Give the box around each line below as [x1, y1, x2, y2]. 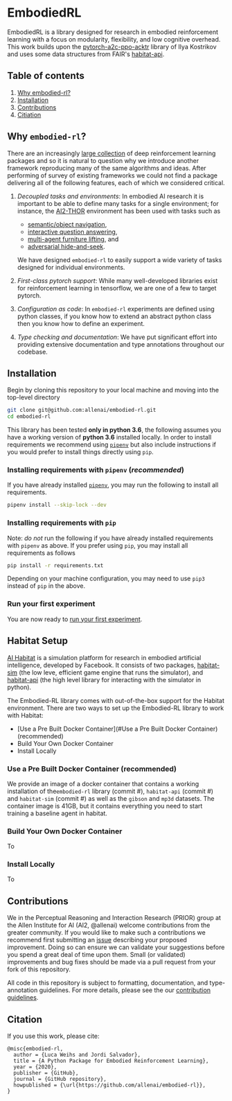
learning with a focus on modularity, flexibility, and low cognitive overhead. [7, 35, 221, 43]
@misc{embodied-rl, [7, 1046, 64, 1052]
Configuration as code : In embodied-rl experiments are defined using [17, 304, 215, 313]
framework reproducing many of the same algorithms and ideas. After [7, 164, 206, 172]
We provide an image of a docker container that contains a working [7, 779, 199, 788]
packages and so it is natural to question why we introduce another [7, 156, 199, 164]
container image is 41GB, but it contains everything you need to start [7, 801, 203, 810]
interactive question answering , [27, 227, 118, 236]
